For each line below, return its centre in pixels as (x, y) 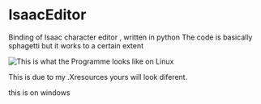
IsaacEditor (47, 15)
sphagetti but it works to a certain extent (76, 45)
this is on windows (39, 92)
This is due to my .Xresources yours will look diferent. (98, 77)
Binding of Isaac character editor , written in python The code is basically (130, 37)
